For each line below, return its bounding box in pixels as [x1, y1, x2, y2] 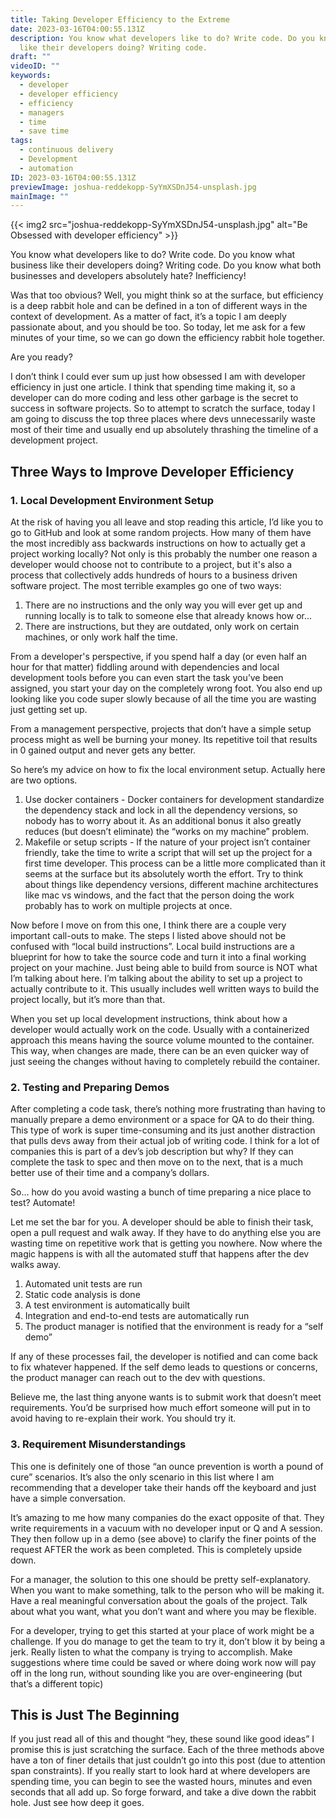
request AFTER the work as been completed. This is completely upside [10, 1543, 303, 1555]
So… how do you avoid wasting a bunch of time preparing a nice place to [10, 1186, 312, 1198]
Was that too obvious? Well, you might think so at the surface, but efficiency [10, 289, 324, 301]
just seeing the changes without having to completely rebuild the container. [10, 1055, 320, 1067]
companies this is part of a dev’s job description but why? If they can [10, 1146, 294, 1158]
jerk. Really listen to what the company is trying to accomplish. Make [10, 1646, 293, 1658]
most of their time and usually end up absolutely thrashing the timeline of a [10, 424, 319, 436]
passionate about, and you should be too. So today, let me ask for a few [10, 321, 306, 333]
